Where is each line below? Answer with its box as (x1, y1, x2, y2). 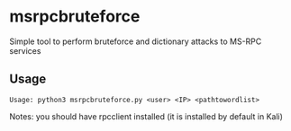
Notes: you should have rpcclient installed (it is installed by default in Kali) (9, 110, 284, 122)
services (9, 45, 41, 56)
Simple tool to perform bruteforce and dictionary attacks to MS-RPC (9, 36, 262, 47)
